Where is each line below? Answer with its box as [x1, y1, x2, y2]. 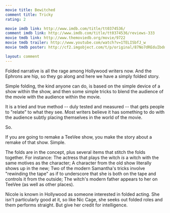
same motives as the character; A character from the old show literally [5, 160, 152, 166]
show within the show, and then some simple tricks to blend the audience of [5, 88, 164, 94]
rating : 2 [5, 17, 26, 22]
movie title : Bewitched [5, 7, 56, 13]
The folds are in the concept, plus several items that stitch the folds [5, 149, 146, 155]
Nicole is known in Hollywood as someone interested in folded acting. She [5, 191, 160, 197]
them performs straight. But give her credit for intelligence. [5, 202, 128, 208]
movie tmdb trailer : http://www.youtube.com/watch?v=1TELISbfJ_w [5, 40, 146, 46]
